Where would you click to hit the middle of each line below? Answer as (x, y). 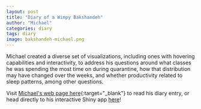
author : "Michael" (29, 23)
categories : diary (29, 28)
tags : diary (21, 34)
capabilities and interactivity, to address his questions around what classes (99, 63)
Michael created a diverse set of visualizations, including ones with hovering (100, 56)
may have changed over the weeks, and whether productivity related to (94, 75)
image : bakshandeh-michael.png (45, 39)
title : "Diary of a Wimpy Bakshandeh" (55, 17)
